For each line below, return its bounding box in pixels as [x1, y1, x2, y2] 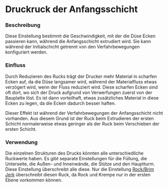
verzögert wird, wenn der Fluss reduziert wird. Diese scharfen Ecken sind [5, 84, 158, 90]
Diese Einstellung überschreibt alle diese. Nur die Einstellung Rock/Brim [5, 166, 154, 172]
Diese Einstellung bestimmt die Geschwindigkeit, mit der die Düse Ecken [5, 33, 155, 39]
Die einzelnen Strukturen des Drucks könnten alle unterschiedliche [5, 150, 144, 156]
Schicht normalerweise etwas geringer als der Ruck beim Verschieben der [5, 120, 160, 127]
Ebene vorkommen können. [5, 177, 63, 183]
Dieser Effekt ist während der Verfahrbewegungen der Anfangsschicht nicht [5, 110, 163, 116]
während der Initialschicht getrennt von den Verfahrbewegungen [5, 44, 140, 50]
